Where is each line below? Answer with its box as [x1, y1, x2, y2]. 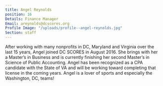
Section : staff [5, 30, 37, 35]
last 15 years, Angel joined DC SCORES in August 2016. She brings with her [5, 49, 158, 55]
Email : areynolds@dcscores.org [5, 21, 70, 26]
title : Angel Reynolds [5, 7, 52, 12]
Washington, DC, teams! [5, 75, 54, 81]
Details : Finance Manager [5, 16, 58, 21]
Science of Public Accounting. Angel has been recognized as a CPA [5, 60, 143, 65]
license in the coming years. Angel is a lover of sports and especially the [5, 70, 153, 76]
